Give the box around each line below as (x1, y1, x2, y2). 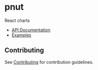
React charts (4, 17, 30, 23)
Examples (11, 32, 32, 38)
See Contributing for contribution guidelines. (4, 59, 94, 65)
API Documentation (11, 27, 50, 33)
